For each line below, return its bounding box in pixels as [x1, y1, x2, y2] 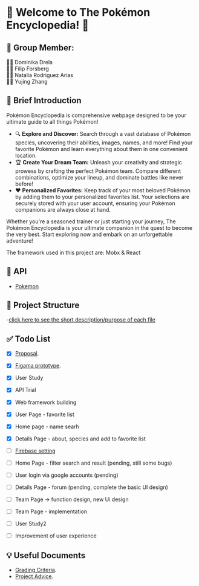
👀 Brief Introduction [6, 95, 82, 106]
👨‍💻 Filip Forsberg [6, 65, 50, 72]
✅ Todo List [6, 334, 51, 344]
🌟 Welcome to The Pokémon [6, 5, 151, 19]
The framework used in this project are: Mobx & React [6, 249, 141, 256]
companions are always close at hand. [15, 206, 111, 213]
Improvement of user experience [15, 532, 97, 539]
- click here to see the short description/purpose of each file [6, 316, 155, 323]
